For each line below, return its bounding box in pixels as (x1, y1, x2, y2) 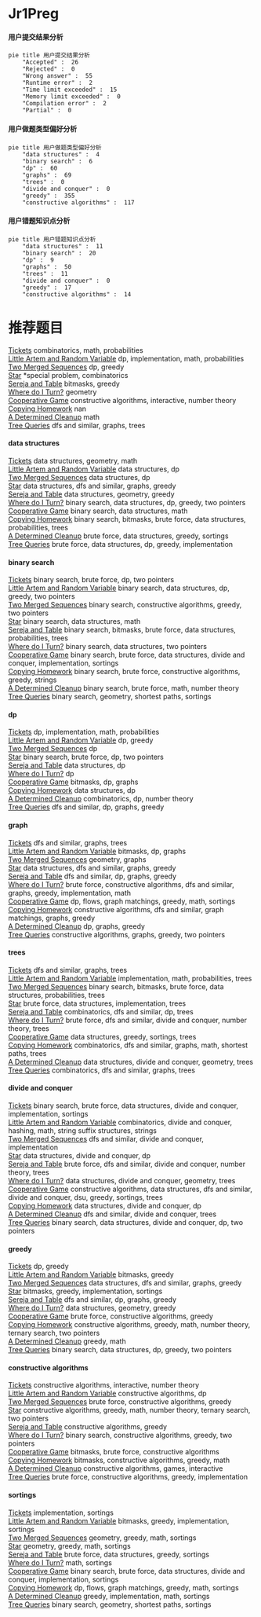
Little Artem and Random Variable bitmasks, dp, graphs (8, 846, 187, 856)
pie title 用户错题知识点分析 (8, 235, 96, 244)
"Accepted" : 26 (22, 58, 79, 67)
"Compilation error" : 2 (22, 100, 107, 108)
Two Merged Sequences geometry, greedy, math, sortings (8, 1533, 197, 1542)
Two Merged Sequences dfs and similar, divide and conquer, (8, 1134, 204, 1143)
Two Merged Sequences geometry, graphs (8, 854, 147, 864)
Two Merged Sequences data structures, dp (8, 472, 150, 482)
